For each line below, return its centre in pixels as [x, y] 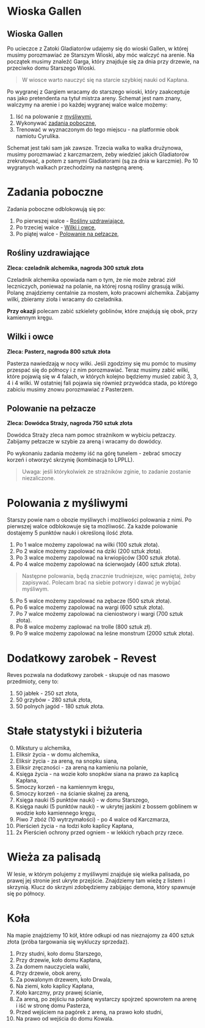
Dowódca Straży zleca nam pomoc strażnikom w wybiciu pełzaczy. [92, 435]
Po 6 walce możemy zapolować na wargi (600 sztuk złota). [90, 607]
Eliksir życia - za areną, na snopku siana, [67, 761]
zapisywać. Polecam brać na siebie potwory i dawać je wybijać [101, 583]
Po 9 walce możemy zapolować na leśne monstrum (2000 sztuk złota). [105, 634]
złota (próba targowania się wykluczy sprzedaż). [68, 942]
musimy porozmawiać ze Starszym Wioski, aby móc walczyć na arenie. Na [101, 55]
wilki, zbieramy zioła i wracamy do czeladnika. [65, 299]
